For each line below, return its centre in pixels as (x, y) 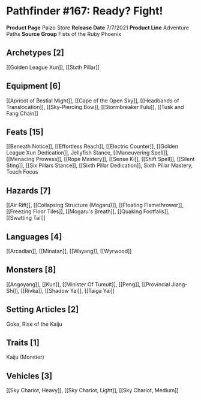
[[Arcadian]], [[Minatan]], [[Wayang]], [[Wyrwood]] (69, 251)
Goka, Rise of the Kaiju (34, 324)
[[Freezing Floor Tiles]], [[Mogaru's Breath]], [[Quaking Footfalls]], (88, 211)
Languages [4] (34, 237)
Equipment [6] (34, 86)
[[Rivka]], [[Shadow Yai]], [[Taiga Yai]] (68, 290)
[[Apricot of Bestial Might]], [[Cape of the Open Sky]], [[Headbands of (93, 101)
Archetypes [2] (35, 53)
